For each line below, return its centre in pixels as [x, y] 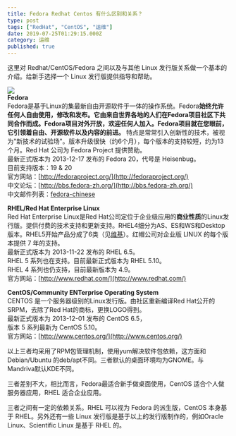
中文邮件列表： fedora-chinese [51, 194]
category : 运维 [29, 40]
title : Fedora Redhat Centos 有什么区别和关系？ [75, 14]
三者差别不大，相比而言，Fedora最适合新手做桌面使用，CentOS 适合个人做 [116, 384]
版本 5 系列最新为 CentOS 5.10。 [54, 327]
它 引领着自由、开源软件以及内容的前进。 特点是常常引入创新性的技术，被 [113, 132]
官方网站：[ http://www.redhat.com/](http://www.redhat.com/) [97, 278]
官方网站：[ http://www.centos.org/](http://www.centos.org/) [95, 336]
